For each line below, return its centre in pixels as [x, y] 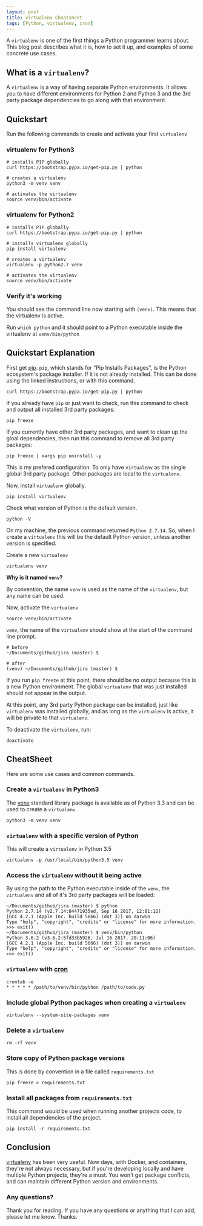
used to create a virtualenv [41, 809]
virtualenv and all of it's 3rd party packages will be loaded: [81, 895]
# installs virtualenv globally [47, 243]
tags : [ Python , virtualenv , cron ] [50, 23]
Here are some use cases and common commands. [71, 774]
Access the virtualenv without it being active [74, 875]
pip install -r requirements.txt [48, 1129]
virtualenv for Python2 [40, 215]
